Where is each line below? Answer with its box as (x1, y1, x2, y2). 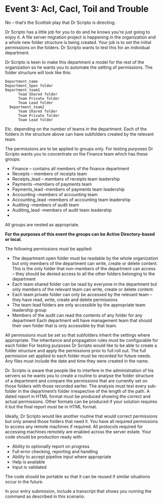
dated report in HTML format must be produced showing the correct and (5, 393, 151, 399)
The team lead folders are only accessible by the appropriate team (12, 302, 146, 308)
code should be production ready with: (5, 434, 83, 440)
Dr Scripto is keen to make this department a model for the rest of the (5, 59, 145, 65)
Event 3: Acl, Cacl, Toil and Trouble (5, 3, 149, 15)
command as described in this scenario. (5, 493, 85, 499)
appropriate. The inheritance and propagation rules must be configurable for (5, 337, 158, 343)
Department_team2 (9, 104, 45, 109)
